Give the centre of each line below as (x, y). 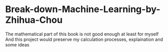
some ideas (17, 44)
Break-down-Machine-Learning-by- (83, 9)
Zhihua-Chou (34, 20)
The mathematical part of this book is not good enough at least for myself (82, 34)
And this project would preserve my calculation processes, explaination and (84, 39)
